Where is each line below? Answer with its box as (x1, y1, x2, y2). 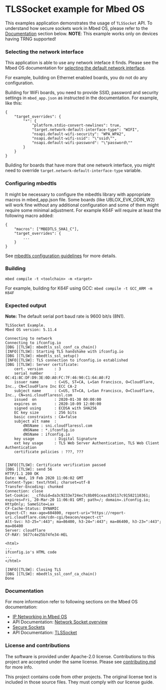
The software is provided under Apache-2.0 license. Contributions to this (5, 653, 156, 659)
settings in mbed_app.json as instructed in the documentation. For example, (5, 95, 159, 101)
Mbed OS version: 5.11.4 (5, 328, 57, 333)
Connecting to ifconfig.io (5, 341, 61, 345)
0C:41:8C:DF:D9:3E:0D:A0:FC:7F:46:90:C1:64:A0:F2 (5, 375, 111, 380)
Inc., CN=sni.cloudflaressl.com (5, 393, 72, 398)
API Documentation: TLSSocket (12, 630, 77, 636)
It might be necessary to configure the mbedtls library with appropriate (5, 191, 151, 197)
